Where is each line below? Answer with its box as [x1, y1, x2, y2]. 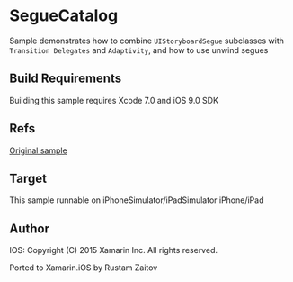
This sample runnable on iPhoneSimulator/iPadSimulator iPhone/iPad [9, 195, 264, 205]
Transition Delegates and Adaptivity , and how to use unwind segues [9, 44, 269, 55]
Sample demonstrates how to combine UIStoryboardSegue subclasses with [9, 35, 285, 46]
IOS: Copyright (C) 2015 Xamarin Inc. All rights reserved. [9, 245, 218, 256]
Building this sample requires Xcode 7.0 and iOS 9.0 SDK [9, 95, 218, 105]
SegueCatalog [9, 5, 119, 26]
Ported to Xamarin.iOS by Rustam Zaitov [9, 262, 158, 273]
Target [9, 170, 48, 186]
